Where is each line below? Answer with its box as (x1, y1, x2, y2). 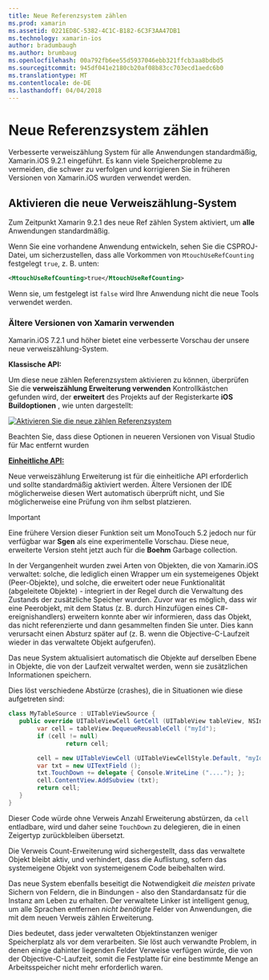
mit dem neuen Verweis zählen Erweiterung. (8, 913, 155, 922)
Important (8, 513, 41, 523)
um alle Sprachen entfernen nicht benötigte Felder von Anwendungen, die (8, 904, 252, 913)
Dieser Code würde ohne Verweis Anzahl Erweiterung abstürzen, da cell (8, 813, 250, 823)
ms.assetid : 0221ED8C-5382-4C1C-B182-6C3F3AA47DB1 (8, 26, 181, 35)
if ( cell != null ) (37, 732, 98, 740)
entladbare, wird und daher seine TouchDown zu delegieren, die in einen (8, 822, 241, 832)
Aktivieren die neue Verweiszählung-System (8, 196, 237, 209)
